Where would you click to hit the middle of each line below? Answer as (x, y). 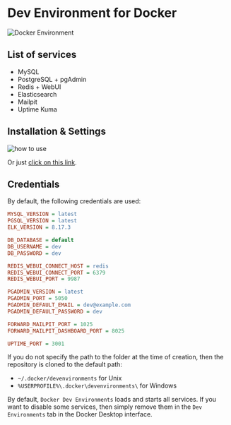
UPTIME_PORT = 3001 (36, 344)
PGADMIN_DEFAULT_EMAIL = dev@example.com (69, 305)
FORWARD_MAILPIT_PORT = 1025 (50, 324)
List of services (42, 55)
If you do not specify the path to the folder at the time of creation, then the (115, 357)
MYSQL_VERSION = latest (42, 214)
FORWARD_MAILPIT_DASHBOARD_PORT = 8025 (66, 331)
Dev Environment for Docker (92, 13)
